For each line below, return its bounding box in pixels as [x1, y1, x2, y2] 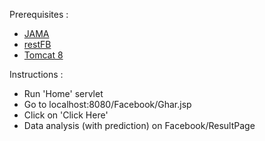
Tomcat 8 [23, 49, 64, 61]
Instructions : [9, 69, 64, 80]
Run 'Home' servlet [23, 88, 104, 99]
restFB [23, 39, 52, 50]
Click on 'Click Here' [23, 109, 109, 121]
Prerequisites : [9, 9, 69, 20]
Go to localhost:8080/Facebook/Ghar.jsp [23, 99, 192, 110]
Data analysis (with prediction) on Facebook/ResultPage [23, 120, 256, 131]
